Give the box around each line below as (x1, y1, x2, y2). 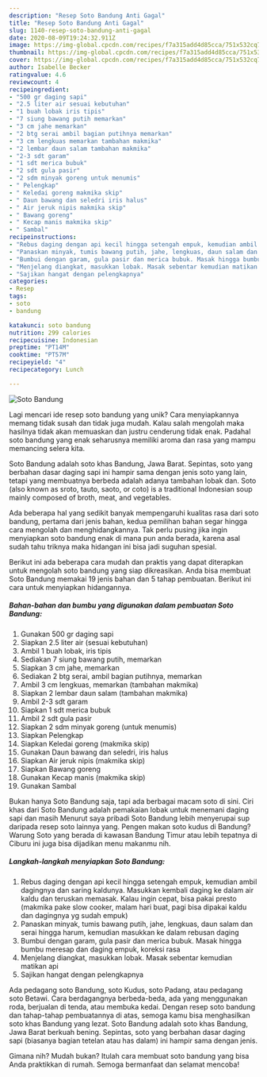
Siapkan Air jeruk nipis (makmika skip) (20, 755, 146, 765)
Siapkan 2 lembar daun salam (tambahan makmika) (20, 688, 189, 697)
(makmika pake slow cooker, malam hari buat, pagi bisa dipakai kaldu (20, 902, 247, 912)
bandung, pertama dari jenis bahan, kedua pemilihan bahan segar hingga (9, 516, 248, 526)
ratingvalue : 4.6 (9, 71, 67, 79)
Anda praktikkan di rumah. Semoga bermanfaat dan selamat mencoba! (9, 1060, 240, 1069)
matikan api (20, 961, 59, 971)
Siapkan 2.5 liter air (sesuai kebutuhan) (20, 637, 149, 647)
